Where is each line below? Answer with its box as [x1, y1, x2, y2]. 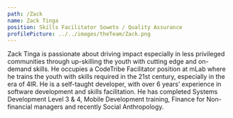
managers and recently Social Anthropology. [33, 102, 165, 111]
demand [7, 65, 32, 73]
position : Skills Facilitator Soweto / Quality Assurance [7, 23, 183, 31]
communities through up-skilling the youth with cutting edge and [7, 58, 197, 66]
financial [7, 102, 33, 111]
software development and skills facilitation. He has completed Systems [7, 87, 218, 96]
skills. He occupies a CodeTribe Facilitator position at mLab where [33, 65, 226, 73]
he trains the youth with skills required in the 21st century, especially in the [7, 73, 225, 81]
